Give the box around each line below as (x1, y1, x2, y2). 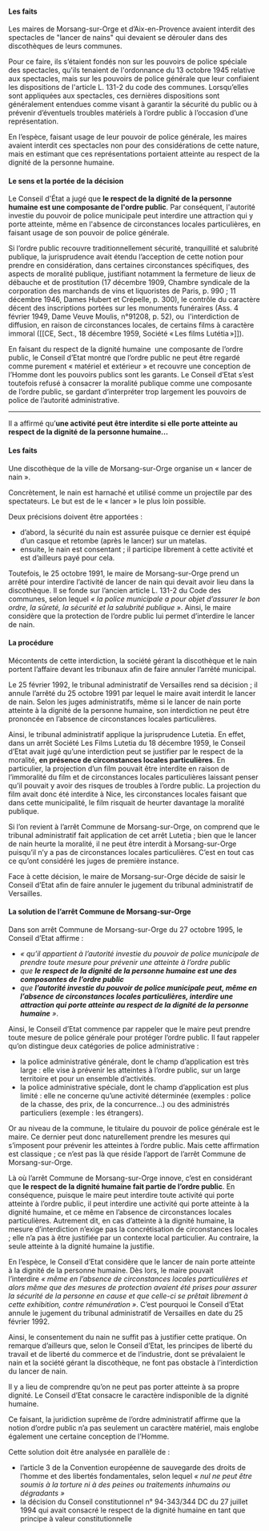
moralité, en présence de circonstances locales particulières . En (8, 755, 226, 764)
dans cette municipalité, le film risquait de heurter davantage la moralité (8, 797, 245, 807)
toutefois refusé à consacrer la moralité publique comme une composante (8, 378, 252, 389)
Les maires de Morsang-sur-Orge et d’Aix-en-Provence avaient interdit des (8, 24, 255, 34)
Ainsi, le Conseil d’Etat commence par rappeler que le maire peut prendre (8, 1024, 251, 1034)
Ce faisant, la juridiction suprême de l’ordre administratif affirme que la (8, 1415, 241, 1424)
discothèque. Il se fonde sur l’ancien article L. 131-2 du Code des (8, 585, 222, 595)
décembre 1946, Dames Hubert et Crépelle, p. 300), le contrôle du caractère (8, 295, 260, 304)
